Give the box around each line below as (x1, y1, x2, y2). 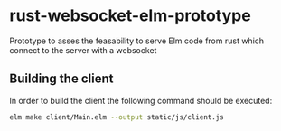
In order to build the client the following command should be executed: (9, 95, 273, 106)
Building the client (9, 71, 114, 87)
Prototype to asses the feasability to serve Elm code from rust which (9, 35, 265, 46)
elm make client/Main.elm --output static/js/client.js (9, 112, 224, 122)
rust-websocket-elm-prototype (9, 5, 251, 26)
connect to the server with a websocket (9, 44, 157, 55)
